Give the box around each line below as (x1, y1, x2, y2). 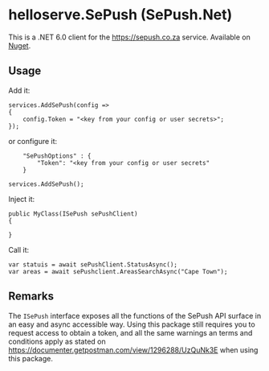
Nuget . (8, 40, 31, 50)
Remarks (8, 290, 55, 303)
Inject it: (8, 194, 35, 204)
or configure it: (8, 136, 58, 146)
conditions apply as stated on (8, 336, 106, 346)
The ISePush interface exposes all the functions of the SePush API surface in (8, 311, 262, 320)
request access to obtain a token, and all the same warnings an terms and (8, 328, 253, 337)
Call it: (8, 245, 30, 254)
